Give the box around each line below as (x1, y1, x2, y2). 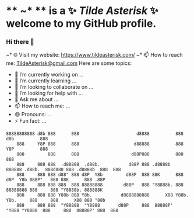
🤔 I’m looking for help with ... (14, 89, 83, 97)
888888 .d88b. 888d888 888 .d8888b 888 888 (6, 167, 121, 173)
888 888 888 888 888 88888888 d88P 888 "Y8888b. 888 (16, 182, 184, 188)
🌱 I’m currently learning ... (14, 77, 77, 84)
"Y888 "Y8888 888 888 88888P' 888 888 (6, 207, 118, 214)
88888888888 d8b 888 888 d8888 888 (6, 131, 184, 137)
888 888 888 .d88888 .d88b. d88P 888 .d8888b (16, 162, 171, 168)
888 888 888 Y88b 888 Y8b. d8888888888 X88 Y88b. (16, 192, 189, 198)
